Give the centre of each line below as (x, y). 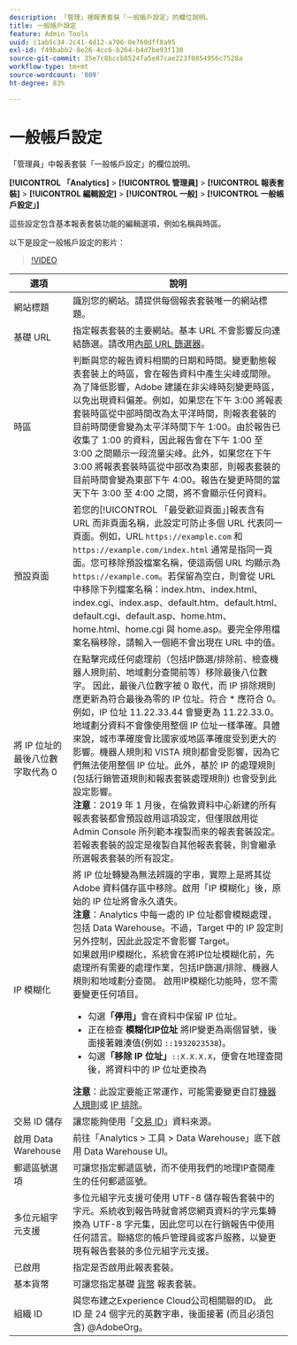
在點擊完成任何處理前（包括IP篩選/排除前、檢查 (171, 658)
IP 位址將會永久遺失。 (138, 901)
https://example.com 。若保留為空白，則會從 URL (175, 576)
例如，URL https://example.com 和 (171, 536)
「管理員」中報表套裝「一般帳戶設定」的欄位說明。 (102, 164)
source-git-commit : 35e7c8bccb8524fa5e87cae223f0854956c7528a (126, 58)
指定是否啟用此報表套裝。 (126, 1267)
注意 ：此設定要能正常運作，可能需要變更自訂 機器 (175, 1091)
